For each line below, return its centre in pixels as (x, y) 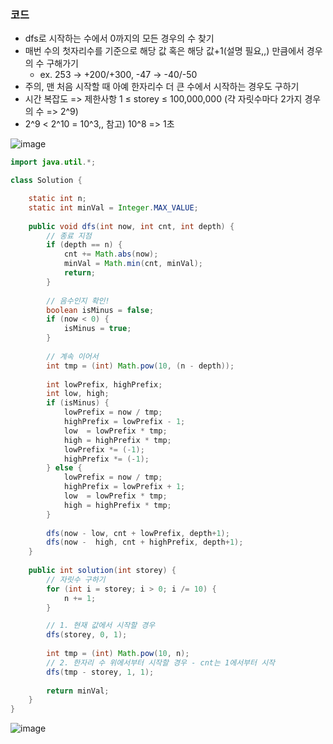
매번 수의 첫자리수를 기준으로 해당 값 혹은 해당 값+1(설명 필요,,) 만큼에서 (164, 51)
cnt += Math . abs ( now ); (111, 254)
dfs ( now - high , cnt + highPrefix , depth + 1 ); (145, 542)
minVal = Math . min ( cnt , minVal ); (133, 264)
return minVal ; (78, 691)
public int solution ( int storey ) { (102, 571)
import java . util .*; (53, 162)
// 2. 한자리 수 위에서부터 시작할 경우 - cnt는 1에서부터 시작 (161, 662)
